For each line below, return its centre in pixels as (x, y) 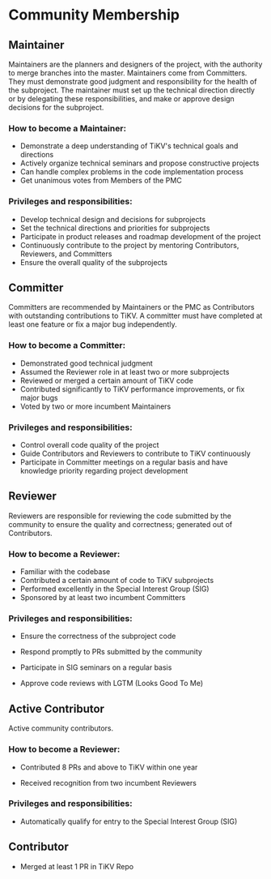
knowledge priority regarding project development (104, 471)
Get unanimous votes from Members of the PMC (101, 181)
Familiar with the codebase (65, 572)
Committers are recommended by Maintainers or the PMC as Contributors (131, 307)
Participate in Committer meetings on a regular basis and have (124, 462)
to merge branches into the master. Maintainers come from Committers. (128, 73)
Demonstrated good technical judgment (87, 363)
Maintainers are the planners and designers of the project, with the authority (135, 64)
